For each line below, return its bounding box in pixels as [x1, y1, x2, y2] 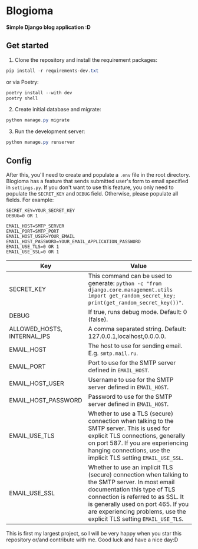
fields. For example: [6, 196, 54, 203]
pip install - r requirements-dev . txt [6, 68, 99, 74]
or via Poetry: [6, 78, 39, 85]
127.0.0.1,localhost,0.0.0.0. [88, 332, 166, 340]
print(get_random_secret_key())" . [88, 298, 184, 306]
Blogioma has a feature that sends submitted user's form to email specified [6, 177, 189, 184]
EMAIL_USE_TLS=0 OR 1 [6, 243, 60, 250]
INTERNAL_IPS [9, 332, 51, 340]
